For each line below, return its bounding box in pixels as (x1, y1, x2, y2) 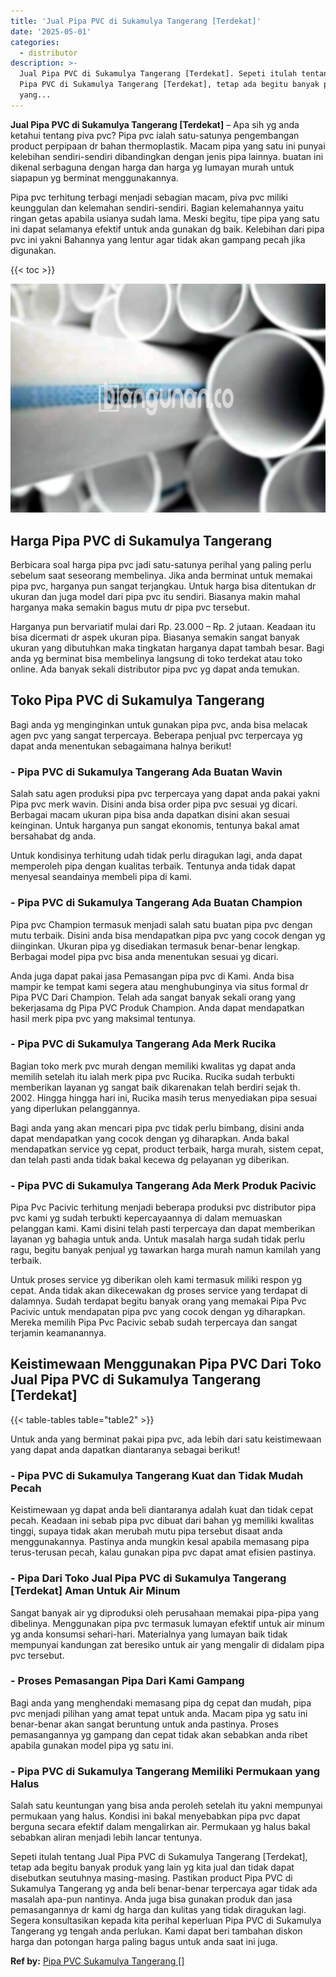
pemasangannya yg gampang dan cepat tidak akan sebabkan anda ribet (10, 1728, 308, 1740)
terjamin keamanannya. (10, 1327, 107, 1339)
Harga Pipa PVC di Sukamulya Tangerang (10, 532, 273, 549)
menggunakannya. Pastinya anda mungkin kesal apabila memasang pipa (10, 1536, 310, 1548)
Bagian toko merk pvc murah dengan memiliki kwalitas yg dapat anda (10, 1060, 297, 1072)
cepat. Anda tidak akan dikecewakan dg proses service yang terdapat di (10, 1285, 308, 1297)
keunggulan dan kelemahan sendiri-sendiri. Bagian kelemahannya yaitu (10, 201, 305, 214)
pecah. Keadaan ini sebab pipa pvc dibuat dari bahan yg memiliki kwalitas (10, 1515, 315, 1527)
